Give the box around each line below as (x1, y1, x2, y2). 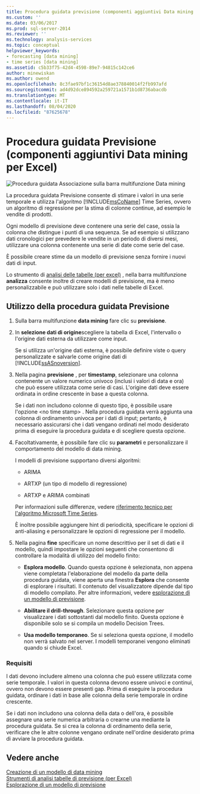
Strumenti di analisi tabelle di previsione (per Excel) (6, 775, 133, 782)
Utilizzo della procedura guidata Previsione (6, 301, 170, 312)
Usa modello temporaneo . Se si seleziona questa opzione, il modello (23, 632, 194, 639)
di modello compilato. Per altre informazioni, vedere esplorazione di (23, 589, 190, 596)
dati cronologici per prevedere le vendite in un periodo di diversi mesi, (6, 235, 179, 243)
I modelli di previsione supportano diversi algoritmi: (14, 457, 141, 464)
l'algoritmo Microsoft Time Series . (14, 510, 99, 517)
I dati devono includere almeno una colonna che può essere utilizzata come (6, 672, 192, 680)
